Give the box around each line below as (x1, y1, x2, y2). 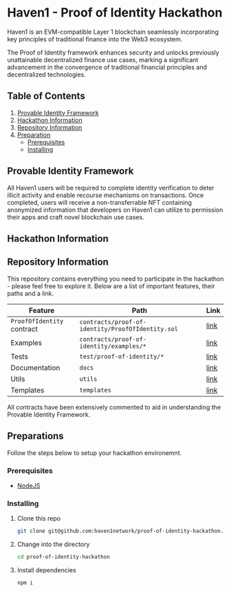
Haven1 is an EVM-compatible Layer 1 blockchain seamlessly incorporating (7, 28, 219, 36)
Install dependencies (16, 565, 77, 574)
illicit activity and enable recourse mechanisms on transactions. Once (7, 191, 204, 199)
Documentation (10, 363, 60, 372)
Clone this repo (16, 514, 60, 523)
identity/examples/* (79, 342, 146, 350)
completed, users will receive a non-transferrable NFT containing (7, 198, 192, 206)
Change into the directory (16, 540, 90, 549)
